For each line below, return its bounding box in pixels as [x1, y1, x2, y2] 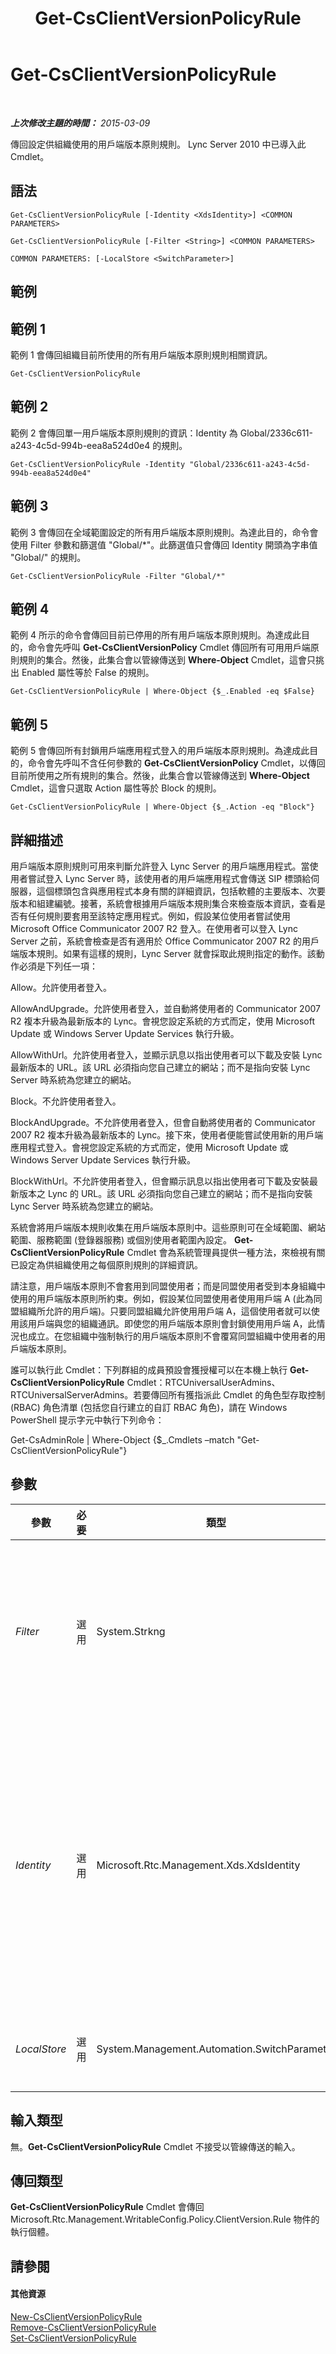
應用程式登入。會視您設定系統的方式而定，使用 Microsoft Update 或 [10, 1142, 289, 1154]
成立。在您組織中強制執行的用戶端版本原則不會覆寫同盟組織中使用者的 [27, 1330, 317, 1342]
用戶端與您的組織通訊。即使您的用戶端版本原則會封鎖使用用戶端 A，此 [27, 1318, 317, 1330]
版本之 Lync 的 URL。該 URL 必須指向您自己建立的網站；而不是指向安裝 [18, 1188, 313, 1200]
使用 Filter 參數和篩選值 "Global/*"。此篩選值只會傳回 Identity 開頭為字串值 [10, 538, 318, 551]
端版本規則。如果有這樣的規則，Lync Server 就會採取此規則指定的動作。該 [10, 948, 317, 960]
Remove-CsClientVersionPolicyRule [10, 2322, 157, 2334]
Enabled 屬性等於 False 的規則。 [21, 667, 155, 679]
